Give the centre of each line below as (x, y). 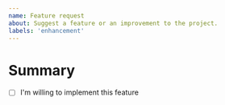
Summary (42, 70)
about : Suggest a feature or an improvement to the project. (113, 23)
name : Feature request (46, 16)
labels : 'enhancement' (46, 30)
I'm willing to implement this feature (79, 92)
